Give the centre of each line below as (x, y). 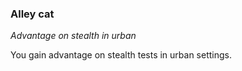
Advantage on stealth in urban (73, 36)
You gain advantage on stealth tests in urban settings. (121, 55)
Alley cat (32, 14)
